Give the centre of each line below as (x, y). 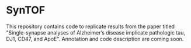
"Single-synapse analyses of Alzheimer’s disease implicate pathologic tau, (96, 32)
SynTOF (26, 10)
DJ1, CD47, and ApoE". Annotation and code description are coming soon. (95, 39)
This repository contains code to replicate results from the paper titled (91, 26)
